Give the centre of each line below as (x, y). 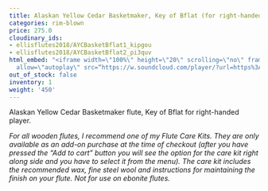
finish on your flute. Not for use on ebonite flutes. (89, 178)
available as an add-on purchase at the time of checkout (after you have (129, 145)
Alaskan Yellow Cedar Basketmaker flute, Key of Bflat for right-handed (124, 112)
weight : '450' (33, 90)
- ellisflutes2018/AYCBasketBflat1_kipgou (80, 45)
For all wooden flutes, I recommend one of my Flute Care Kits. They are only (134, 136)
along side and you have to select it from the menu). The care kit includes (130, 162)
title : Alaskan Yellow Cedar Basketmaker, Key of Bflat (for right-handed (136, 16)
